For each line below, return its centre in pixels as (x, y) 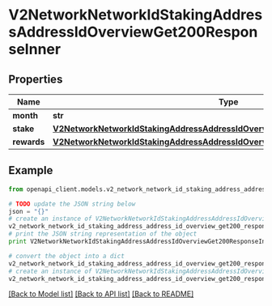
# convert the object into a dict (67, 256)
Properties (36, 79)
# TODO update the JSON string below (72, 204)
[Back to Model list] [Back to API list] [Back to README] (101, 294)
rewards (29, 142)
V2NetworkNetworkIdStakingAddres (136, 15)
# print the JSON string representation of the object (103, 234)
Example (31, 170)
